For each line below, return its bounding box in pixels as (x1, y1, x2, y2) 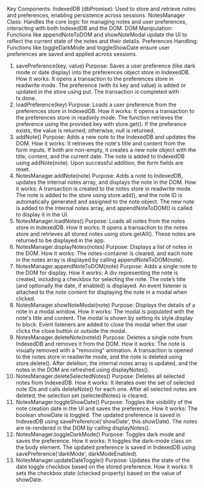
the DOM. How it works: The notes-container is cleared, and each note (15, 249, 193, 257)
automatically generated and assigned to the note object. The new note (15, 198, 195, 205)
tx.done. (15, 94, 37, 102)
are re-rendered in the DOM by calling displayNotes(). (15, 424, 151, 431)
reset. (15, 166, 31, 173)
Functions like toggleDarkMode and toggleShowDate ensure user (7, 44, 170, 51)
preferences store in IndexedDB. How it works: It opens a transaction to (15, 108, 195, 114)
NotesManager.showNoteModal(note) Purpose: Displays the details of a (15, 301, 196, 308)
